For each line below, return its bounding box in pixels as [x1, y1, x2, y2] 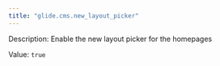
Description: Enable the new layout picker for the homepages [8, 34, 213, 43]
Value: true [8, 49, 46, 59]
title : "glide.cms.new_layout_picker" [8, 11, 139, 20]
